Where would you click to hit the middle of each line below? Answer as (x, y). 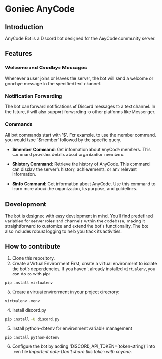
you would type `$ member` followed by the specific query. (63, 140)
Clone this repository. (33, 258)
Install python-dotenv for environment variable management (72, 328)
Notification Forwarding (34, 96)
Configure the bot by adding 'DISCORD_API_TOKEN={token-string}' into (84, 346)
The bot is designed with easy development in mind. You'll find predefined (79, 216)
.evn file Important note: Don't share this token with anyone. (72, 352)
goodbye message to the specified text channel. (53, 83)
